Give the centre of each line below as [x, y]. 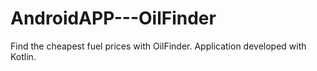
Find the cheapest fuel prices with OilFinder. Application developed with [158, 46]
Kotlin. [23, 56]
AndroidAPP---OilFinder [113, 18]
